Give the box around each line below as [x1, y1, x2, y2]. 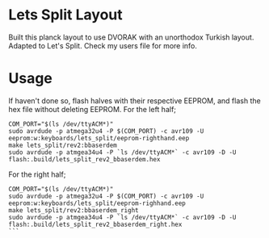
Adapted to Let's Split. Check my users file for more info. [8, 40, 198, 50]
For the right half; [8, 169, 66, 179]
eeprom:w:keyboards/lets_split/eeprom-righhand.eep [8, 199, 186, 207]
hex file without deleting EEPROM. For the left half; [8, 104, 176, 114]
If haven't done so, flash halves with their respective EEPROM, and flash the [8, 95, 261, 106]
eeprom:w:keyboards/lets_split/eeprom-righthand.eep [8, 134, 190, 142]
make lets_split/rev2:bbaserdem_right [8, 206, 139, 215]
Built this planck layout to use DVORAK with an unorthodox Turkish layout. [8, 32, 254, 42]
